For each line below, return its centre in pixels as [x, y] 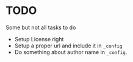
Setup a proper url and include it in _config [68, 46]
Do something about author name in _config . [71, 52]
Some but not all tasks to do [41, 27]
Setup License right [39, 39]
